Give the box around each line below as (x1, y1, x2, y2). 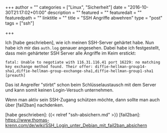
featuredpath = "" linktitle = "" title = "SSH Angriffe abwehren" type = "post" (5, 15, 163, 20)
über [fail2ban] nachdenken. (5, 102, 64, 108)
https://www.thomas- (5, 117, 50, 123)
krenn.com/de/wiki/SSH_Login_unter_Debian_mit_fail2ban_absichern (5, 122, 147, 128)
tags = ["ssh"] (5, 20, 34, 26)
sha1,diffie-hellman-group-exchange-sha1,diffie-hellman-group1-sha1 (5, 68, 154, 73)
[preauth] (5, 73, 26, 78)
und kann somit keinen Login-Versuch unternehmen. (5, 87, 114, 93)
